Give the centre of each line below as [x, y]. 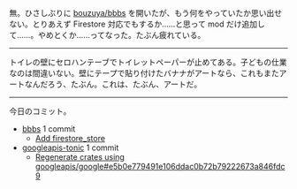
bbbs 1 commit [49, 129]
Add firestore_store [70, 138]
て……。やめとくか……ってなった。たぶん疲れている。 [107, 35]
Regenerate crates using [80, 157]
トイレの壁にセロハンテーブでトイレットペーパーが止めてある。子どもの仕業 [148, 62]
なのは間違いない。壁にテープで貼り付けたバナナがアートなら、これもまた [145, 73]
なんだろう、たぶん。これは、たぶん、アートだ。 [113, 84]
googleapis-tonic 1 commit [70, 147]
